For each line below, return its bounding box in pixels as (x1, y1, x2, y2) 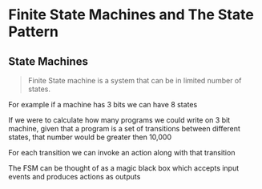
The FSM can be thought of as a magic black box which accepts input (8, 163, 240, 173)
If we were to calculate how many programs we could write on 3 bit (8, 115, 231, 125)
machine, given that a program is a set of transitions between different (8, 124, 240, 133)
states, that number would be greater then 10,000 (8, 132, 172, 142)
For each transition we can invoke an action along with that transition (8, 148, 236, 157)
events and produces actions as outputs (8, 172, 141, 181)
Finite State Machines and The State (8, 6, 254, 24)
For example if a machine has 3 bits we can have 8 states (8, 100, 198, 109)
